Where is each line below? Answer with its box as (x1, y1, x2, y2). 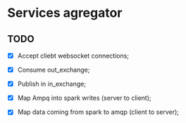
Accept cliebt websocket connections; (17, 51, 129, 60)
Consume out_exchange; (17, 65, 90, 75)
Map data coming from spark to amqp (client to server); (17, 108, 180, 117)
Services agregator (7, 5, 123, 21)
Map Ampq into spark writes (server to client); (17, 93, 151, 103)
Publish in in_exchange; (17, 79, 87, 89)
